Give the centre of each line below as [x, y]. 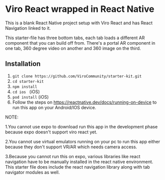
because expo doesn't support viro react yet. [51, 132]
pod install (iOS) [30, 97]
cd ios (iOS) [26, 91]
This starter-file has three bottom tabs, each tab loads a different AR [75, 38]
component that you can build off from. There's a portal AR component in [80, 43]
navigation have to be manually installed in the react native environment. [79, 162]
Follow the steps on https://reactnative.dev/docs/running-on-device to [84, 102]
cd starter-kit [28, 81]
